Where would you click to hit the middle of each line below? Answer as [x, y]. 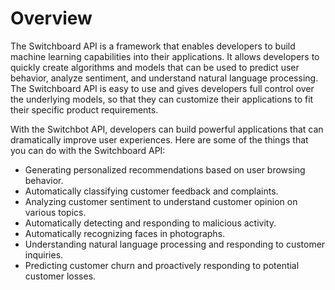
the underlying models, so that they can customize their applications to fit [162, 99]
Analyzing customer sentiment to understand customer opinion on [161, 201]
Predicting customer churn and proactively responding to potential [162, 265]
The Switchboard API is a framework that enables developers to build [153, 46]
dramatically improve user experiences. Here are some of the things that [159, 139]
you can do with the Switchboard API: [88, 150]
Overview [51, 18]
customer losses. [60, 276]
